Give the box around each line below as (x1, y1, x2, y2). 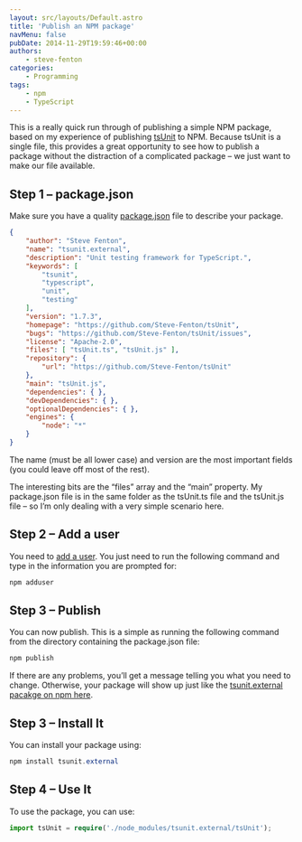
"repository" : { (25, 354, 87, 363)
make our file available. (9, 160, 96, 172)
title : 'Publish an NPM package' (9, 22, 135, 31)
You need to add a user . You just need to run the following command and (9, 550, 280, 561)
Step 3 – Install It (9, 716, 104, 731)
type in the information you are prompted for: (9, 560, 178, 571)
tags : (9, 80, 30, 89)
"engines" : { (25, 413, 75, 422)
